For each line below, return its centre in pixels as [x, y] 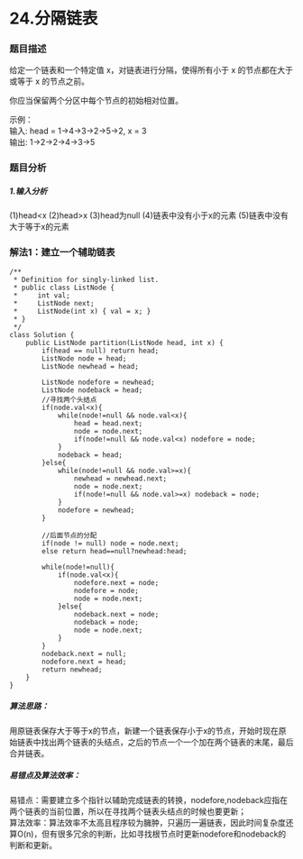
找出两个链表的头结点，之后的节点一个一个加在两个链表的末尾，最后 [167, 742]
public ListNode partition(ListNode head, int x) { [124, 343]
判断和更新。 [33, 845]
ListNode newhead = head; [91, 366]
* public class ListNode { [64, 288]
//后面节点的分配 [69, 535]
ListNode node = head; [84, 358]
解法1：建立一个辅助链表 [62, 252]
